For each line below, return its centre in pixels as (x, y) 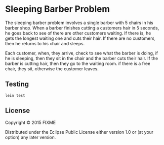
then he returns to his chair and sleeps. (45, 43)
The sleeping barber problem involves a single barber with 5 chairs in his (79, 23)
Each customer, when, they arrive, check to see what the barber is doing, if (82, 53)
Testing (17, 84)
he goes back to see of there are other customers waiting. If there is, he (78, 33)
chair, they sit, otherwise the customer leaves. (52, 69)
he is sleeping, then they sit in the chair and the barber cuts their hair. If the (82, 58)
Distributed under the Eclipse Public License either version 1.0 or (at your (79, 132)
